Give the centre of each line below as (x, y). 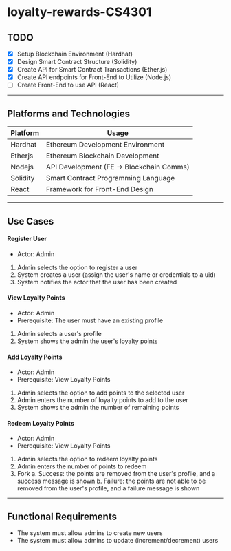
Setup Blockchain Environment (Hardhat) (75, 54)
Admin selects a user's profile (59, 333)
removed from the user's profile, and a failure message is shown (108, 488)
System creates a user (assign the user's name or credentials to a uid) (117, 274)
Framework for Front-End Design (99, 189)
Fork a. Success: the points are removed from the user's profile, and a (116, 474)
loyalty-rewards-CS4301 (79, 12)
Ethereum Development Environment (105, 145)
